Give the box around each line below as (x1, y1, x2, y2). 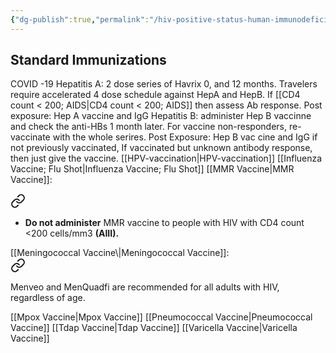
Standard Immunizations (10, 52, 167, 69)
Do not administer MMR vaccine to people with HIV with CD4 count (24, 217, 305, 229)
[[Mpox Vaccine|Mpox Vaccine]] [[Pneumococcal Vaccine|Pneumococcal (10, 311, 313, 323)
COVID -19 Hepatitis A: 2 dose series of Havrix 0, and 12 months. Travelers (10, 78, 318, 90)
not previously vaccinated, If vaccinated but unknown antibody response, (10, 142, 313, 154)
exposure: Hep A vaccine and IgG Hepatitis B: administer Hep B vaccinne (10, 110, 312, 122)
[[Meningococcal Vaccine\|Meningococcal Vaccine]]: (10, 247, 230, 259)
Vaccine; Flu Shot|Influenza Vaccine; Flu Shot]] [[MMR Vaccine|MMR (10, 163, 295, 175)
